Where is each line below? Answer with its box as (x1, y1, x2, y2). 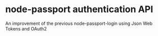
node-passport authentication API (5, 4, 153, 15)
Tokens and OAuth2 (5, 25, 47, 31)
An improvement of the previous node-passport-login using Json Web (5, 20, 153, 26)
